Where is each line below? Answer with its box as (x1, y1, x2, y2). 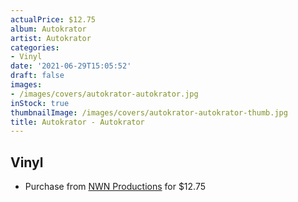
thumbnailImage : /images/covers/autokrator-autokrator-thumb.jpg (10, 107, 288, 118)
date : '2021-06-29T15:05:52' (10, 61, 132, 71)
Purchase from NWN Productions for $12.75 (24, 181, 207, 193)
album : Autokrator (10, 24, 87, 34)
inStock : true (10, 98, 70, 108)
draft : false (10, 71, 65, 81)
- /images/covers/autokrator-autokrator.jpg (10, 89, 199, 99)
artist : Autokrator (10, 33, 92, 43)
